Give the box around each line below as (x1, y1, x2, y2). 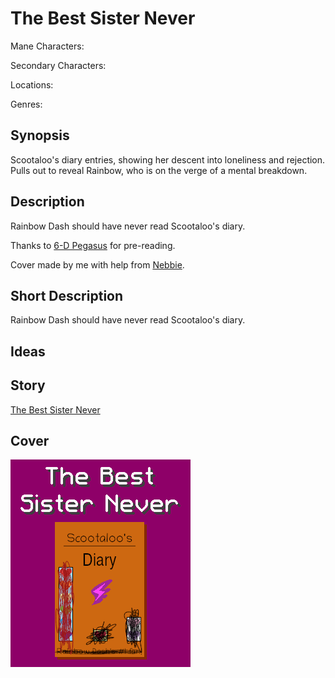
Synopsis (10, 127, 70, 144)
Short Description (10, 287, 124, 304)
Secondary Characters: (10, 59, 107, 71)
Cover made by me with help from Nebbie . (10, 258, 185, 271)
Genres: (10, 98, 43, 110)
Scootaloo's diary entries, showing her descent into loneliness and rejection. (10, 153, 326, 166)
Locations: (10, 78, 54, 91)
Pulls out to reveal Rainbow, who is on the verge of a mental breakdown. (10, 164, 308, 176)
